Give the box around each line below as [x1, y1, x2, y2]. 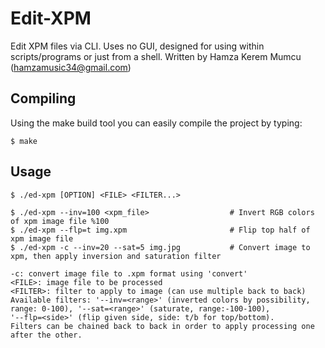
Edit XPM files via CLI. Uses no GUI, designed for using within [10, 40, 265, 52]
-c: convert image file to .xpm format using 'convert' [10, 268, 248, 279]
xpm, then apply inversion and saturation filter [10, 251, 222, 261]
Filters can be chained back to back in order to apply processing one [10, 321, 315, 331]
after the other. [10, 330, 83, 340]
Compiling [10, 90, 77, 107]
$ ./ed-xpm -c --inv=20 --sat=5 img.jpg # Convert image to [10, 242, 311, 252]
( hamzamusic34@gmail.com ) [10, 61, 132, 73]
